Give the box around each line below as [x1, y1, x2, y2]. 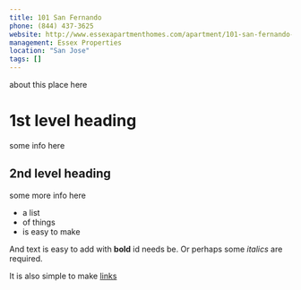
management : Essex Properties [9, 38, 123, 47]
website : [9, 30, 42, 38]
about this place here [9, 80, 88, 90]
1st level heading [9, 111, 137, 131]
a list [21, 207, 40, 217]
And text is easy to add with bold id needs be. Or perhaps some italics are [9, 243, 283, 254]
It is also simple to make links [9, 270, 117, 281]
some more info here [9, 190, 87, 200]
